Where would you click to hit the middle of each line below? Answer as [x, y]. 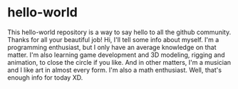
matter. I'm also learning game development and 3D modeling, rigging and [117, 55]
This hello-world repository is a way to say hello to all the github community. [119, 32]
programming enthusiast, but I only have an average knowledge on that [112, 47]
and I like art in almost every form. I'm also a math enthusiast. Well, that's [115, 70]
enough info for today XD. [45, 77]
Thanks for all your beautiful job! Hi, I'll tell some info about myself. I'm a [113, 39]
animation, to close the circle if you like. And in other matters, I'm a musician [119, 62]
